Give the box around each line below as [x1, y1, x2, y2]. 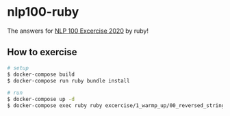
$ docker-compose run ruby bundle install [7, 77, 130, 84]
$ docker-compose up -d [7, 96, 75, 103]
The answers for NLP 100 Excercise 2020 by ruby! [7, 27, 149, 35]
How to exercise [7, 46, 77, 58]
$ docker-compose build [7, 71, 75, 78]
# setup [7, 64, 29, 72]
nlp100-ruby [7, 4, 79, 20]
